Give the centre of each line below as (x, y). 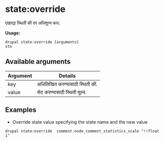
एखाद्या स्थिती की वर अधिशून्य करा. (33, 23)
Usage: (13, 33)
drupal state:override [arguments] (42, 42)
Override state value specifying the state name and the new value (80, 122)
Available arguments (38, 62)
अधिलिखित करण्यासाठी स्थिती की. (68, 84)
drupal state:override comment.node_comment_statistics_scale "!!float (82, 131)
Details (68, 76)
